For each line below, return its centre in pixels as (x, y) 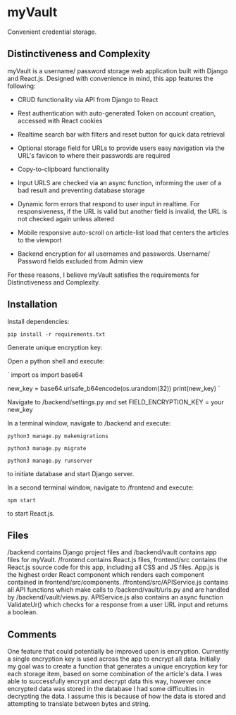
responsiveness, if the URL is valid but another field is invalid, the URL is (122, 211)
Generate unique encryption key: (55, 347)
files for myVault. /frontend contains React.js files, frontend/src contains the (117, 560)
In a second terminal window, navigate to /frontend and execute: (101, 487)
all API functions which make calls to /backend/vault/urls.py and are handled (119, 590)
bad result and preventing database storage (81, 190)
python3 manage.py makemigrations (58, 436)
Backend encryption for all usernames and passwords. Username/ (113, 254)
